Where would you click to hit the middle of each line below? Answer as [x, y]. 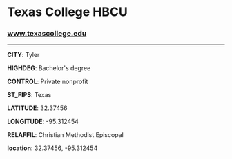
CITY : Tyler [23, 55]
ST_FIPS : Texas [29, 95]
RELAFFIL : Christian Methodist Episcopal [66, 135]
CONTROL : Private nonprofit [48, 82]
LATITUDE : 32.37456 [37, 108]
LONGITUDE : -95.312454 [43, 122]
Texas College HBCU [67, 12]
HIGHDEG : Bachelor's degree [49, 68]
